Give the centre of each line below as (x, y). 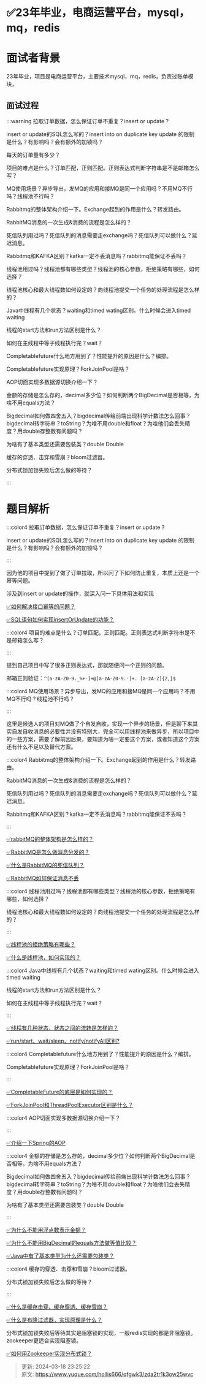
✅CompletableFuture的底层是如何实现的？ (60, 1092)
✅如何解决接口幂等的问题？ (41, 606)
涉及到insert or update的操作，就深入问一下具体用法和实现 (80, 593)
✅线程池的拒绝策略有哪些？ (41, 944)
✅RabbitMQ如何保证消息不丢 (43, 878)
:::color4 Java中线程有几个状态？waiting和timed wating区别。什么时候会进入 (103, 970)
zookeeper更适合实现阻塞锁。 (44, 1340)
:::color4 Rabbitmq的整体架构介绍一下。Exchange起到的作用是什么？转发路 (101, 759)
